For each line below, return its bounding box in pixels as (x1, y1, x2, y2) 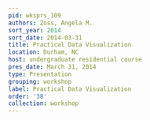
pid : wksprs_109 (8, 11, 61, 20)
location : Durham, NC (8, 48, 79, 56)
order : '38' (8, 92, 47, 100)
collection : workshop (8, 99, 79, 107)
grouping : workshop (8, 77, 72, 85)
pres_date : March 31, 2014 (8, 63, 97, 71)
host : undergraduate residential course (8, 56, 143, 64)
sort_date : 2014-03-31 (8, 33, 82, 42)
